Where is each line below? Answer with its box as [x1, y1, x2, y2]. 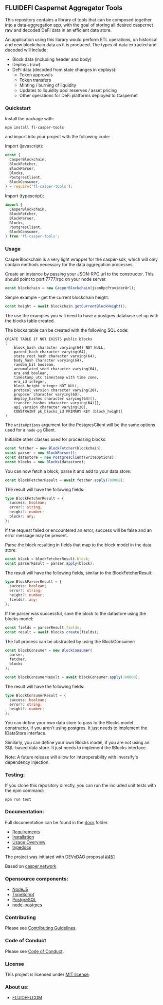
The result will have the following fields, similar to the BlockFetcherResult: [5, 570, 153, 575]
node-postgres [12, 902, 42, 908]
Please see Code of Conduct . [5, 948, 64, 954]
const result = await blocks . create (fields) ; [5, 629, 99, 634]
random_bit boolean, [14, 362, 55, 367]
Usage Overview [12, 839, 46, 845]
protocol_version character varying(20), [14, 388, 99, 393]
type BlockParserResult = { [5, 579, 62, 584]
